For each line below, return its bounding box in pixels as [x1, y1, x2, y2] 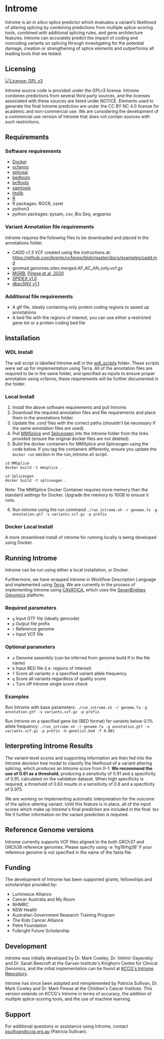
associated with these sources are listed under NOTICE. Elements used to [5, 98, 154, 104]
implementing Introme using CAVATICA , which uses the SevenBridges [5, 587, 146, 593]
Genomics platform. [5, 592, 45, 598]
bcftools [12, 180, 29, 186]
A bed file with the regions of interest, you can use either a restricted [12, 315, 151, 321]
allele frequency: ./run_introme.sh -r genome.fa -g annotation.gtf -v [5, 723, 150, 729]
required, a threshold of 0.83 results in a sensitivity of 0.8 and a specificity [5, 781, 155, 787]
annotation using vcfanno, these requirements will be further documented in [5, 376, 159, 382]
